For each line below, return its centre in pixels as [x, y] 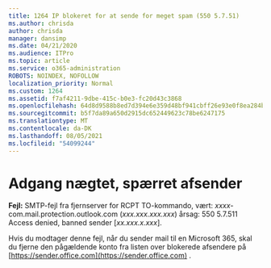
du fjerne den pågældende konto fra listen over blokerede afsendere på [127, 247]
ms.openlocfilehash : [43, 106]
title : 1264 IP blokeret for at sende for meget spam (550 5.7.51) [124, 16]
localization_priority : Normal [61, 83]
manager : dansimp [38, 38]
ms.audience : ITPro [41, 53]
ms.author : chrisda [41, 23]
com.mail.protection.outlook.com [63, 214]
